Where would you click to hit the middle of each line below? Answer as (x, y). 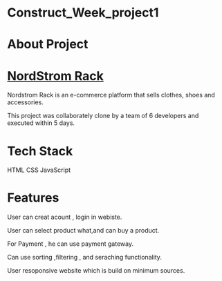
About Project (48, 45)
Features (33, 198)
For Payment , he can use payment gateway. (70, 244)
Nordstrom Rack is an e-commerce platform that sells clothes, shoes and (111, 95)
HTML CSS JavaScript (39, 170)
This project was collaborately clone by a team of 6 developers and (103, 116)
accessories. (25, 102)
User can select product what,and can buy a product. (83, 231)
